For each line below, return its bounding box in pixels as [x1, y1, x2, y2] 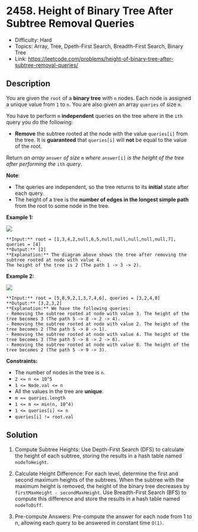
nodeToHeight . [14, 458, 49, 466]
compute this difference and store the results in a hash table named [14, 495, 180, 502]
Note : [6, 172, 20, 179]
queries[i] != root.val [14, 414, 74, 420]
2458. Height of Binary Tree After [6, 4, 174, 18]
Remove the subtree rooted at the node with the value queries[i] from [14, 130, 188, 137]
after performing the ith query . [6, 160, 83, 167]
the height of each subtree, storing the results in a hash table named [14, 452, 182, 459]
